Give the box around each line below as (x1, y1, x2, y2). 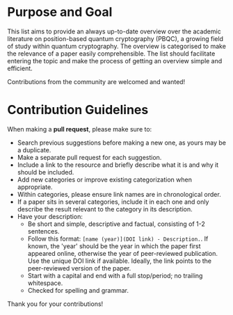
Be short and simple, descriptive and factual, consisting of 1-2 (27, 220, 205, 228)
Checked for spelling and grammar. (27, 286, 129, 294)
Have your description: (17, 212, 83, 220)
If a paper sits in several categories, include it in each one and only (17, 197, 209, 206)
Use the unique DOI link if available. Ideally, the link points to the (27, 257, 212, 265)
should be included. (17, 168, 74, 176)
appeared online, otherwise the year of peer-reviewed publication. (27, 249, 218, 257)
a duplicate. (17, 145, 51, 154)
